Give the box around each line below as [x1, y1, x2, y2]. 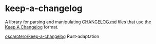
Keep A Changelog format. [5, 24, 58, 29]
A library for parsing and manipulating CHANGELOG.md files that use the [5, 19, 152, 25]
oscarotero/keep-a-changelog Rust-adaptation [5, 33, 99, 39]
